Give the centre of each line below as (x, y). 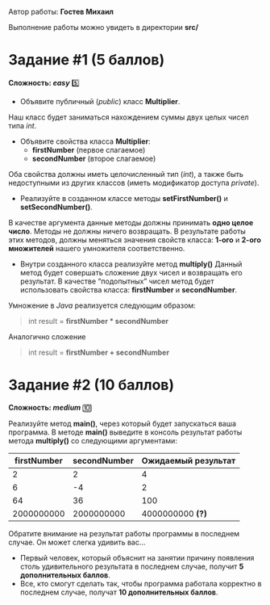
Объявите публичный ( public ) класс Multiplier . (100, 101)
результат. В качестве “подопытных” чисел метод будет (117, 281)
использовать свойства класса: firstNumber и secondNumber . (129, 289)
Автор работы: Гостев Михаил (61, 12)
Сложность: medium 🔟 (50, 407)
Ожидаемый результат (189, 460)
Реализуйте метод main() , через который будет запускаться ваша (122, 423)
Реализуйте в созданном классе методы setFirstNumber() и (124, 198)
